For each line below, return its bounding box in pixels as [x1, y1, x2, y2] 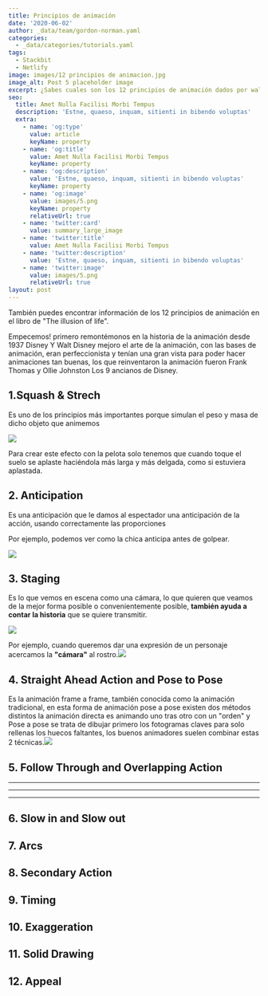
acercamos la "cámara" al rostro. [8, 650, 119, 659]
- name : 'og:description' [22, 167, 109, 175]
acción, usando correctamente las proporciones [8, 518, 166, 528]
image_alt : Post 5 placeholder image [8, 78, 134, 86]
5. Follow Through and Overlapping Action [8, 761, 223, 774]
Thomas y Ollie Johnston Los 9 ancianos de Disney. [8, 366, 178, 375]
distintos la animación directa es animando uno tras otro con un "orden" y [8, 711, 250, 721]
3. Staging [8, 572, 61, 586]
